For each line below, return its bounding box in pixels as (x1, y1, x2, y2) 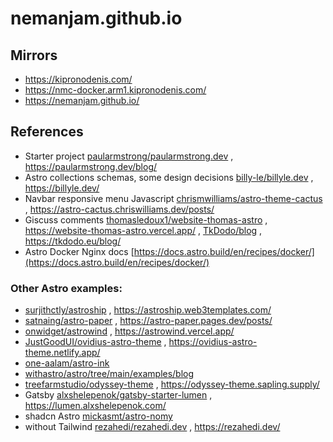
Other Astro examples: (10, 281, 123, 295)
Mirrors (10, 47, 58, 64)
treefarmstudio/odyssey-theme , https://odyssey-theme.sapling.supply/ (24, 378, 320, 391)
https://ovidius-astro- (168, 336, 258, 348)
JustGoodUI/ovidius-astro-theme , (24, 336, 167, 348)
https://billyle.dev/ (24, 182, 100, 194)
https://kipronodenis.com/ (24, 73, 133, 85)
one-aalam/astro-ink (24, 357, 110, 369)
